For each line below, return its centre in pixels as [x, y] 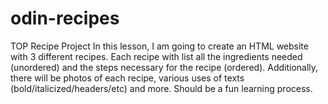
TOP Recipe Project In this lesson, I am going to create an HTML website [159, 46]
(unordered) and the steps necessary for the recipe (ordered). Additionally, [164, 67]
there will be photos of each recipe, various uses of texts [127, 78]
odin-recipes [65, 18]
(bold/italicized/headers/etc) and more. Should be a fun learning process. [161, 88]
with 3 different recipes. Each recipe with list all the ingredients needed [156, 56]
